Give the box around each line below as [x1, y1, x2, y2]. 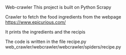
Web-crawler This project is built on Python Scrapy [5, 4, 112, 10]
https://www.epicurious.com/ [5, 19, 66, 25]
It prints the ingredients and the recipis [5, 29, 86, 34]
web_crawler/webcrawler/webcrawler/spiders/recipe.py [5, 44, 121, 49]
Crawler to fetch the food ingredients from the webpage [5, 14, 121, 19]
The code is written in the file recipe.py [5, 38, 87, 44]
